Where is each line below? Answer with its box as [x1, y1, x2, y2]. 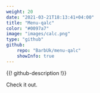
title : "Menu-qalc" [6, 20, 55, 26]
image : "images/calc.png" [6, 31, 70, 37]
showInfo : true [17, 53, 55, 59]
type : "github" [6, 36, 44, 42]
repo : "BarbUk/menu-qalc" [17, 48, 82, 54]
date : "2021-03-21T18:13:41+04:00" [6, 14, 95, 20]
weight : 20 [6, 8, 33, 15]
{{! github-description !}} [6, 69, 67, 76]
